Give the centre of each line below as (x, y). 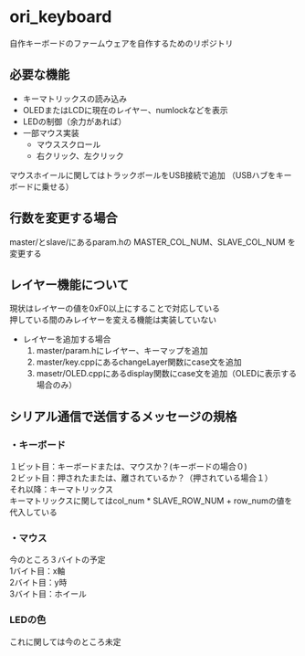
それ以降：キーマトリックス (62, 490)
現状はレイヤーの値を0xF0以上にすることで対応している (115, 309)
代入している (33, 513)
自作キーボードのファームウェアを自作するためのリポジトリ (121, 43)
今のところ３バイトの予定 (58, 560)
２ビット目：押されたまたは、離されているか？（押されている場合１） (141, 478)
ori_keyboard (61, 17)
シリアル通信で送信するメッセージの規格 (123, 416)
